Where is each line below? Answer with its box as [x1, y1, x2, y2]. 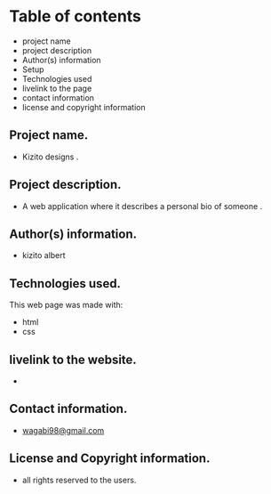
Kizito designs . [21, 151, 79, 162]
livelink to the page [21, 83, 92, 93]
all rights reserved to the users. [21, 474, 137, 485]
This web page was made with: [9, 300, 124, 311]
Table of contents [9, 6, 142, 27]
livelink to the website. [9, 352, 138, 367]
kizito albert [21, 250, 66, 261]
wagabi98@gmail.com [21, 425, 105, 435]
